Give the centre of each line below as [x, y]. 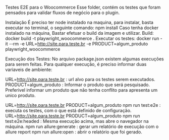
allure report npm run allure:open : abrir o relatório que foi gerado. [74, 132]
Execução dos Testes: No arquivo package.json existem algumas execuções [84, 59]
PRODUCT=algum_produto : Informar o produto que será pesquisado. [78, 85]
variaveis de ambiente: [29, 69]
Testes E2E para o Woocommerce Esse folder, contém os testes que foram [83, 7]
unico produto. [20, 95]
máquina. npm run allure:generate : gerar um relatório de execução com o [82, 126]
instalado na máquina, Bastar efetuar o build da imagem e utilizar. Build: [79, 33]
